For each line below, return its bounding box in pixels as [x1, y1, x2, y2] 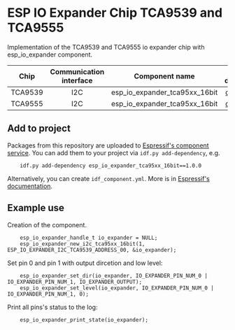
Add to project [7, 122, 71, 134]
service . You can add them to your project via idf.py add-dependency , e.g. [7, 148, 220, 157]
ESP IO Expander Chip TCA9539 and [7, 5, 222, 21]
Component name [134, 71, 195, 81]
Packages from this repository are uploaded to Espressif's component [7, 141, 209, 150]
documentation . [7, 182, 53, 190]
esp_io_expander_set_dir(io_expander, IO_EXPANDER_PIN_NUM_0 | [20, 272, 208, 279]
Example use [7, 202, 65, 214]
